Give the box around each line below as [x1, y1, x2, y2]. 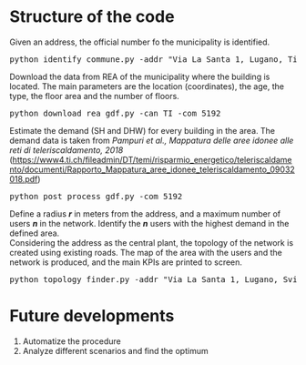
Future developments [9, 306, 175, 327]
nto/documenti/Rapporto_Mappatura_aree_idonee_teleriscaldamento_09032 [9, 164, 296, 175]
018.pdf [9, 173, 38, 184]
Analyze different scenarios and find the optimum [22, 345, 209, 356]
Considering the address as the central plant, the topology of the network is [9, 237, 294, 248]
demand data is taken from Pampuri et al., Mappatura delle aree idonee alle [9, 135, 294, 146]
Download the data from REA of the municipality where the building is [9, 71, 270, 82]
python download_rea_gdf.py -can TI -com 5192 [9, 107, 221, 118]
